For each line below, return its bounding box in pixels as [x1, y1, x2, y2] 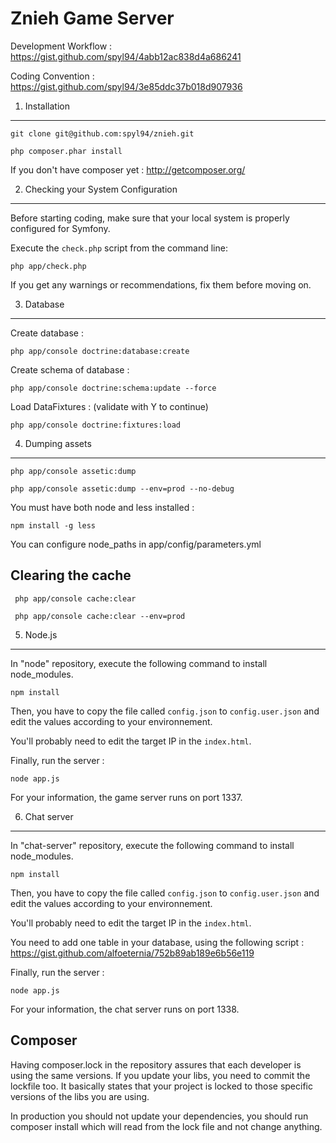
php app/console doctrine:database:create [10, 346, 190, 356]
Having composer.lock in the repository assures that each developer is [10, 1058, 302, 1071]
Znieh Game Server [10, 7, 175, 30]
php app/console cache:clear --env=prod [14, 611, 186, 621]
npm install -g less [10, 520, 97, 531]
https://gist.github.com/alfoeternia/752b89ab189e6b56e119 [10, 947, 255, 959]
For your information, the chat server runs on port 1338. [10, 1003, 240, 1015]
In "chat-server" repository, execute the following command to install [10, 839, 295, 851]
